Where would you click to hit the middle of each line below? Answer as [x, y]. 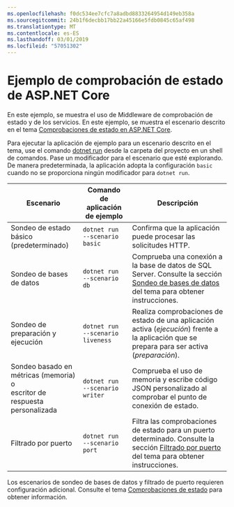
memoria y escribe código [175, 379]
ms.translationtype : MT [42, 27]
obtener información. [37, 497]
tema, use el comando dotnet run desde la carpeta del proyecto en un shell [115, 150]
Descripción [178, 203]
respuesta [27, 401]
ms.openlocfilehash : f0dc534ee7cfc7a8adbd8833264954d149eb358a [101, 14]
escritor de [29, 393]
